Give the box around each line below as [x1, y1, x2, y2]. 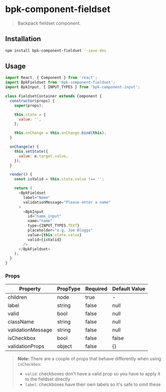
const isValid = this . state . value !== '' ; [14, 177, 104, 182]
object [57, 343, 72, 350]
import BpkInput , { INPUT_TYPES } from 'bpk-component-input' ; [5, 84, 140, 90]
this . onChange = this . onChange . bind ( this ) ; [14, 131, 107, 136]
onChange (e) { [10, 144, 39, 149]
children [8, 294, 27, 301]
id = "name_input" [27, 214, 62, 219]
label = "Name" [23, 195, 51, 200]
